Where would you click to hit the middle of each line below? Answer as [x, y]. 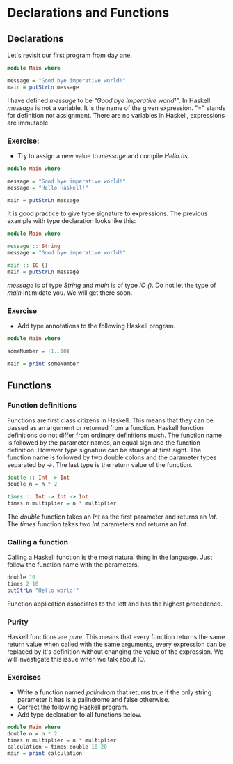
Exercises [24, 678]
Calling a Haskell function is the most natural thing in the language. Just [110, 557]
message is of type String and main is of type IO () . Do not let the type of [112, 285]
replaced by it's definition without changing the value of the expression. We [115, 652]
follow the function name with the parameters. [73, 565]
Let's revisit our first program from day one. [70, 55]
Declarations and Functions [88, 13]
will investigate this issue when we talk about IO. [77, 659]
